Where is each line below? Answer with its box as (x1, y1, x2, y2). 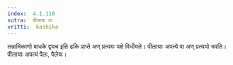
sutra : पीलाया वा (7, 17, 53, 24)
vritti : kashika (7, 23, 59, 30)
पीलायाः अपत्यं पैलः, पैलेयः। (7, 50, 67, 59)
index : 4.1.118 (7, 10, 55, 17)
